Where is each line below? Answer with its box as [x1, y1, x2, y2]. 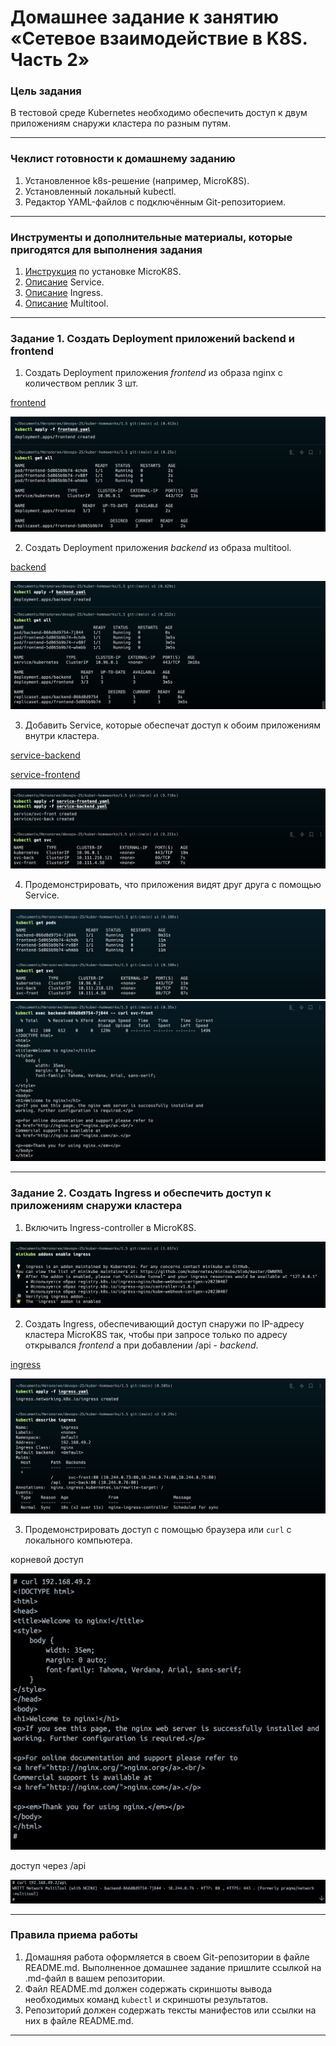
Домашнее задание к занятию [10, 6, 280, 29]
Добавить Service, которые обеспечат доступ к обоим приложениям [24, 719, 322, 731]
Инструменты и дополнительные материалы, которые [10, 230, 293, 244]
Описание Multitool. [24, 297, 109, 310]
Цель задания [10, 84, 82, 98]
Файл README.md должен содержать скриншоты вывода [24, 1982, 273, 1995]
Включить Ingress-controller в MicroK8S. [24, 1221, 197, 1233]
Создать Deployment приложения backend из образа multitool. [24, 541, 292, 553]
